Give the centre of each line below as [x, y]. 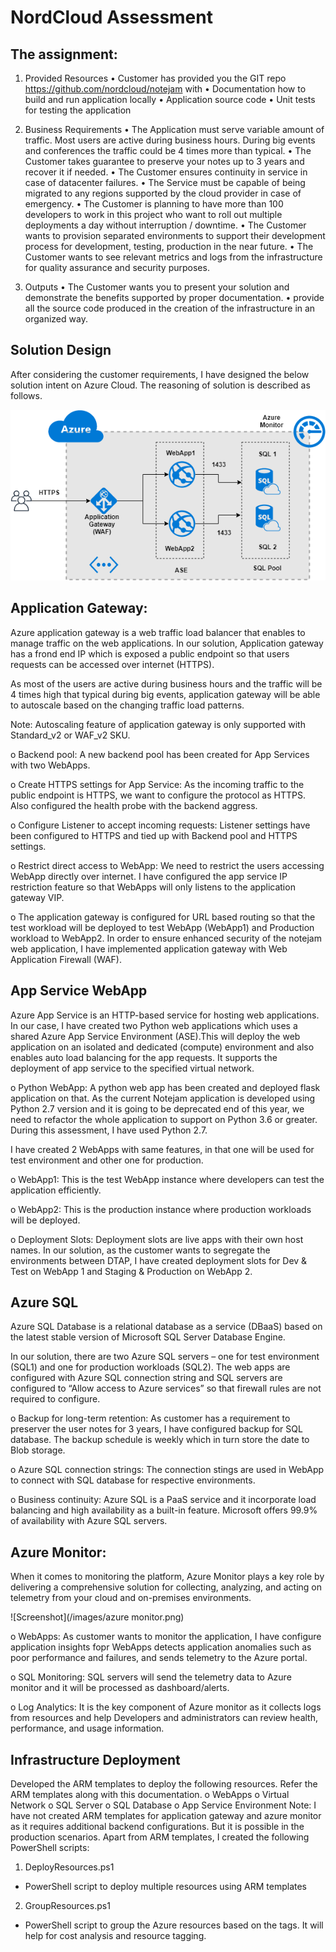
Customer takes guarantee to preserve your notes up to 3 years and [164, 161]
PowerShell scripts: [50, 1848]
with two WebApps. [50, 765]
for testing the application [78, 110]
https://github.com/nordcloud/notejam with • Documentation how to [165, 89]
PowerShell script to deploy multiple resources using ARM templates [166, 1887]
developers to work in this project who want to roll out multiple [153, 214]
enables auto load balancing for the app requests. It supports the [144, 1057]
